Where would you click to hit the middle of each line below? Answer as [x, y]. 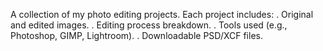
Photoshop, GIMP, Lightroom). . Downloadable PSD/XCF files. [136, 35]
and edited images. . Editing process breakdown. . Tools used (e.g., [149, 25]
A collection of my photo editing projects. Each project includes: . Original [162, 14]
